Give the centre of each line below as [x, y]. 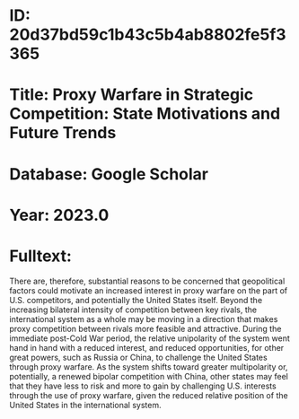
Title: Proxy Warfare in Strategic [132, 95]
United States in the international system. [85, 405]
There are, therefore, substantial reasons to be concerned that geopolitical [147, 281]
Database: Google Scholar [109, 174]
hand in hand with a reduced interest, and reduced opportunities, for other [147, 347]
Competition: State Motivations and [145, 114]
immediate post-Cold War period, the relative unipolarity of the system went [149, 338]
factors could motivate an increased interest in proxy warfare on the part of [149, 290]
